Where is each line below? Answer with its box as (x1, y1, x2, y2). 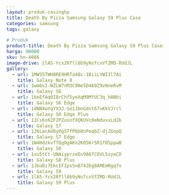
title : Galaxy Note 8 (17, 77, 72, 83)
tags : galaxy (6, 26, 40, 32)
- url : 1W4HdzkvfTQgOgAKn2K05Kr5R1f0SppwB (12, 140, 122, 146)
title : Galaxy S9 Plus (17, 180, 75, 186)
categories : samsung (6, 20, 59, 26)
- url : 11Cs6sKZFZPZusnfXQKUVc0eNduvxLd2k (12, 117, 122, 123)
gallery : (6, 66, 29, 72)
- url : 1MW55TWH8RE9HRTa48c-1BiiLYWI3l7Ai (12, 71, 122, 77)
